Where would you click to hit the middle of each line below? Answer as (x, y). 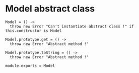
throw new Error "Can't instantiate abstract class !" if (72, 26)
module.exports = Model (30, 65)
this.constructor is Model (33, 30)
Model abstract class (50, 9)
